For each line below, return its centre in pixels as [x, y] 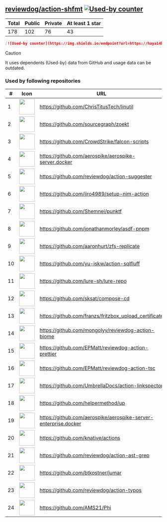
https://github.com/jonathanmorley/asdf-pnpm [94, 229]
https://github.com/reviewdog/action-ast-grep [95, 455]
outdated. [15, 68]
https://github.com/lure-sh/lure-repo [83, 281]
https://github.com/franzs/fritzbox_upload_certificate [102, 316]
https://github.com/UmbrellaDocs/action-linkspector [101, 386]
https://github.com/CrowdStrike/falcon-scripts [94, 141]
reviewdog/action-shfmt [44, 9]
